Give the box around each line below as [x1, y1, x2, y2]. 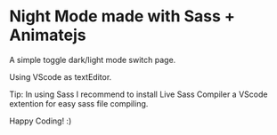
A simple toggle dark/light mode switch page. [9, 54, 176, 65]
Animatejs [9, 25, 86, 45]
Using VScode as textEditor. [9, 71, 112, 82]
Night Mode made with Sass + [9, 6, 236, 27]
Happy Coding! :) [9, 115, 72, 126]
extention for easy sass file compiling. [9, 98, 149, 108]
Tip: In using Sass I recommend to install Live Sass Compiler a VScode [9, 89, 268, 99]
